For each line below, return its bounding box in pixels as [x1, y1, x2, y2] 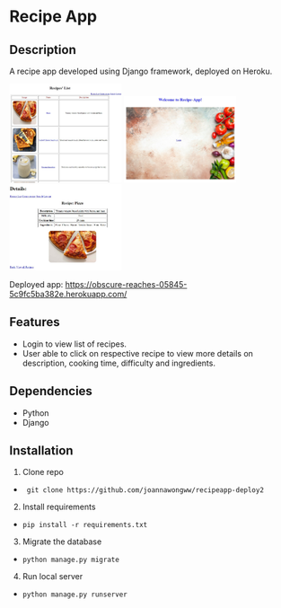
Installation [9, 443, 74, 458]
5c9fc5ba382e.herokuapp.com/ [9, 288, 127, 299]
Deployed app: [9, 278, 64, 289]
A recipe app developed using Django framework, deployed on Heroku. [9, 66, 273, 76]
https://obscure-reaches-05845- [65, 278, 188, 289]
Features [9, 314, 60, 330]
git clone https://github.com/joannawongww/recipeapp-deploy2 [26, 486, 265, 495]
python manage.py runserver [22, 590, 127, 599]
